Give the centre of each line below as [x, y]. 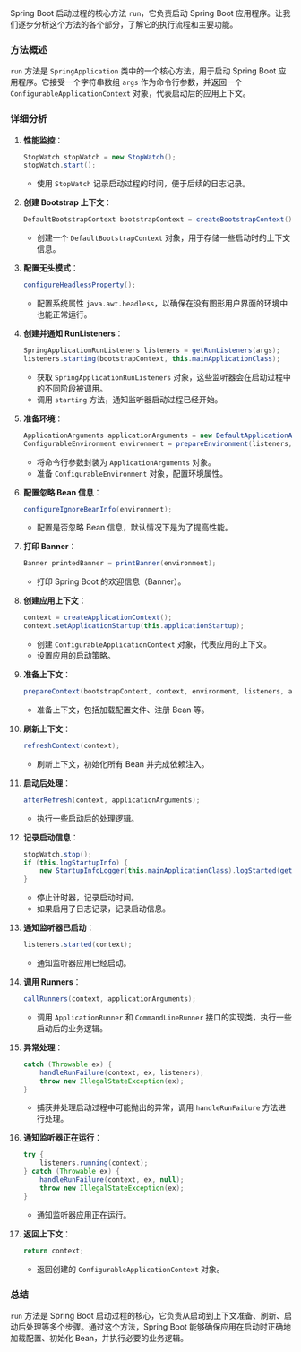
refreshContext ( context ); [71, 745]
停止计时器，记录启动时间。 [88, 898]
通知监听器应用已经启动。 [84, 963]
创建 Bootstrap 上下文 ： [68, 202]
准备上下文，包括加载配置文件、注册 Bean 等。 [123, 710]
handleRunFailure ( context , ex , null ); [112, 1180]
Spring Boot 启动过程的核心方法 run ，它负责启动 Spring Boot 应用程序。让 [146, 13]
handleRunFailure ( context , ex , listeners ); [122, 1072]
